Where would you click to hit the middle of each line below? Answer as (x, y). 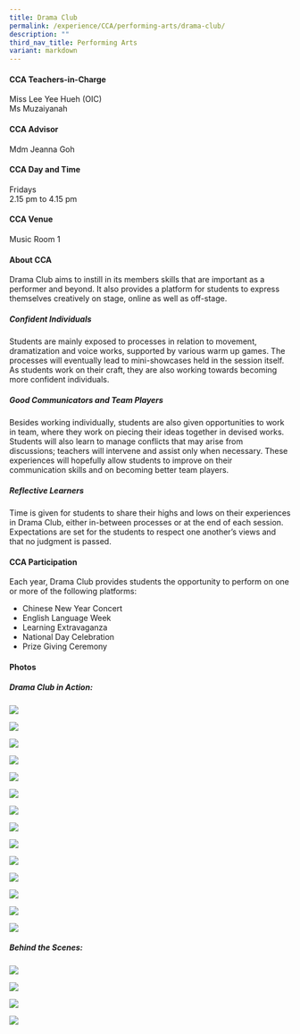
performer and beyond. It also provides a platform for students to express (144, 289)
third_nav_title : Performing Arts (74, 42)
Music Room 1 (35, 239)
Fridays (23, 189)
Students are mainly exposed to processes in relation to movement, (133, 341)
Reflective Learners (47, 490)
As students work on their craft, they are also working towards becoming (143, 370)
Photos (23, 667)
